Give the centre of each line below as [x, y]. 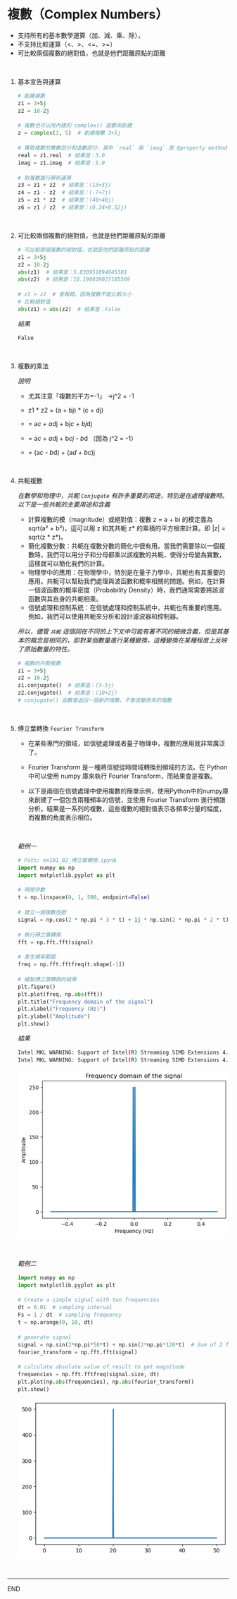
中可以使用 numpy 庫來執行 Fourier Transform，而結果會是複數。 [122, 776]
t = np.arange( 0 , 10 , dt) [55, 1323]
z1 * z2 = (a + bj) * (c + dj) [66, 410]
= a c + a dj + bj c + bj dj [60, 423]
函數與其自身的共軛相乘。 [65, 598]
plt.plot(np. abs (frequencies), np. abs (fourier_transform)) [106, 1382]
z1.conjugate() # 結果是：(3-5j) [66, 686]
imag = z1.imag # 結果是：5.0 [61, 163]
